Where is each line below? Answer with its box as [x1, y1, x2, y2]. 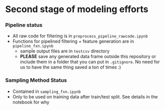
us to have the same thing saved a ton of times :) [20, 64, 121, 70]
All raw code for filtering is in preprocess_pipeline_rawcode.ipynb [12, 33, 148, 39]
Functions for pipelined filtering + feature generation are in [12, 38, 134, 44]
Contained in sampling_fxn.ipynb [12, 88, 81, 94]
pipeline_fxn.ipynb [12, 44, 54, 49]
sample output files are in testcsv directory [20, 48, 110, 54]
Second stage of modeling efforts [5, 4, 148, 15]
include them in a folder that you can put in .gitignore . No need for [20, 59, 160, 65]
